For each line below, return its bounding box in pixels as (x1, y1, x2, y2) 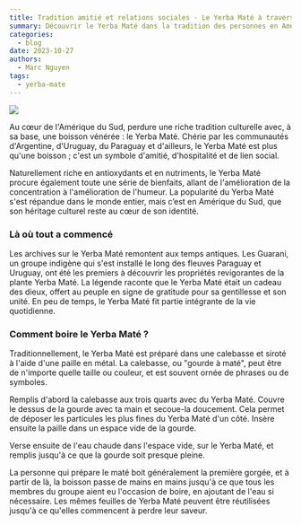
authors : (9, 55, 42, 64)
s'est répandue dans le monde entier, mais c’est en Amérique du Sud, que (9, 196, 282, 206)
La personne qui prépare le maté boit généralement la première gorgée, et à (9, 468, 289, 478)
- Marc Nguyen (17, 64, 70, 73)
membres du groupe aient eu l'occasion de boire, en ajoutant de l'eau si (9, 486, 275, 497)
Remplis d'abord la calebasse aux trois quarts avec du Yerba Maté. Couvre (9, 394, 285, 405)
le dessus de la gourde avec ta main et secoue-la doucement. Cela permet (9, 404, 285, 415)
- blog (17, 38, 42, 48)
